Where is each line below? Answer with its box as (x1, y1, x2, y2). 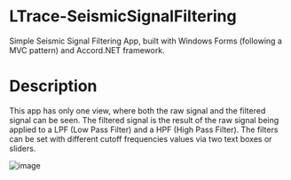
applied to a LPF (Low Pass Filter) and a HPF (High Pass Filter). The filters (9, 124, 279, 135)
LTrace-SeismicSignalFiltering (9, 6, 237, 27)
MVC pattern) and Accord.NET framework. (9, 44, 166, 55)
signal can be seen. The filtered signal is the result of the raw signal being (9, 114, 279, 125)
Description (9, 76, 98, 97)
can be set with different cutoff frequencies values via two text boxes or (9, 133, 272, 144)
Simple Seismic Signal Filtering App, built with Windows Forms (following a (9, 35, 282, 46)
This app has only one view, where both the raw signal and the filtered (9, 105, 266, 116)
